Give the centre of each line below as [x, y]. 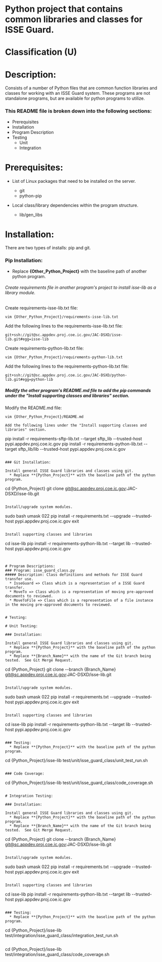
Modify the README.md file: [34, 408]
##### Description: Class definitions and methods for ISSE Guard [74, 575]
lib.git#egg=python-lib [29, 379]
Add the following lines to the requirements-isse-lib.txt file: [64, 326]
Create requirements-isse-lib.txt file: [41, 308]
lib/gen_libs [31, 215]
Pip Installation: [24, 261]
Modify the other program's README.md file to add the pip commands [78, 390]
